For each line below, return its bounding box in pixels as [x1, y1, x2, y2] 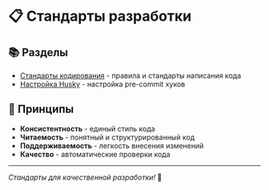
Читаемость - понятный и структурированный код [19, 132, 195, 142]
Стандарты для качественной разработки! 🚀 [8, 172, 163, 182]
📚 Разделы [8, 46, 69, 59]
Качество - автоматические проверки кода [19, 149, 171, 159]
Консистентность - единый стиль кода [19, 123, 155, 133]
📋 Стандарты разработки [8, 7, 192, 26]
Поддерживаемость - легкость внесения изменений [19, 140, 204, 150]
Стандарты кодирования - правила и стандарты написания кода [19, 71, 242, 80]
